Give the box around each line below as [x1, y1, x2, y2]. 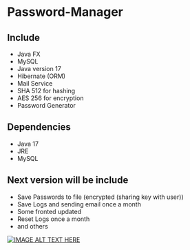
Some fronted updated [17, 207, 81, 215]
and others [17, 222, 48, 230]
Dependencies [7, 122, 71, 133]
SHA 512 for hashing [17, 87, 76, 95]
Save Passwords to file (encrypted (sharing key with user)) [17, 193, 184, 201]
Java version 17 [17, 65, 62, 73]
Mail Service [17, 79, 53, 87]
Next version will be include [7, 174, 129, 186]
